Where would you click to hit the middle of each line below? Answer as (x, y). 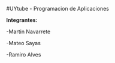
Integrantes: (22, 20)
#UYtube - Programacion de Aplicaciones (58, 9)
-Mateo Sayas (23, 43)
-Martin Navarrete (28, 31)
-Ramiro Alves (24, 55)
